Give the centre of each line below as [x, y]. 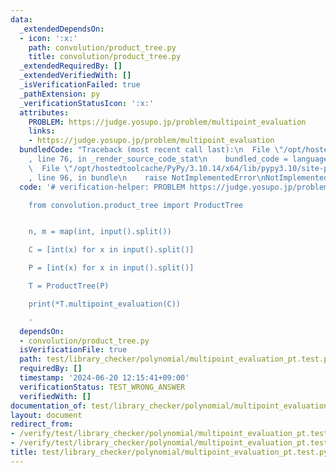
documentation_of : [48, 406]
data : [21, 19]
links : [42, 131]
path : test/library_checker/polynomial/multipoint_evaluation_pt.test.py [176, 359]
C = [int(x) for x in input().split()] [111, 250]
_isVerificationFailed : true [80, 85]
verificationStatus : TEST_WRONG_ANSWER [102, 387]
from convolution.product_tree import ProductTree [136, 205]
